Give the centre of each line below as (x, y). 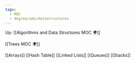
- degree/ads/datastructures (39, 18)
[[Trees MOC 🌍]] (23, 44)
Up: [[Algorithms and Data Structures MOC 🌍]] (53, 32)
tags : (11, 9)
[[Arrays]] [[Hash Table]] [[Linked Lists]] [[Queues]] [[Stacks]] (68, 55)
